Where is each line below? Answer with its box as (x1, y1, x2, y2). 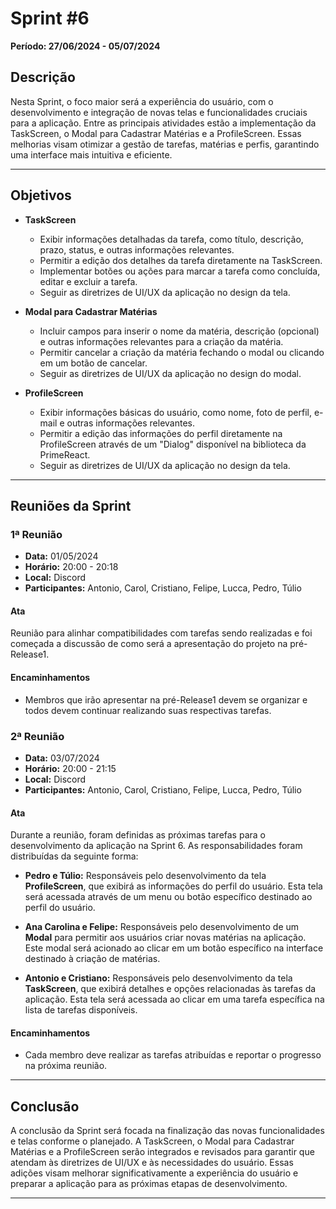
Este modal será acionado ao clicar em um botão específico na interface (24, 942, 324, 954)
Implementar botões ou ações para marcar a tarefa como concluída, (39, 265, 321, 277)
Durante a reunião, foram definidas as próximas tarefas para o (10, 829, 266, 841)
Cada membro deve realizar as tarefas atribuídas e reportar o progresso (24, 1049, 322, 1061)
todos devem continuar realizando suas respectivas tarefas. (24, 704, 272, 716)
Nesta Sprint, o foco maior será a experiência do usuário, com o (10, 95, 274, 107)
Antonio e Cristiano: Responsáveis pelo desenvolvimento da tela (24, 972, 293, 984)
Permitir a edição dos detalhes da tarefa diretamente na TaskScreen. (39, 254, 323, 266)
